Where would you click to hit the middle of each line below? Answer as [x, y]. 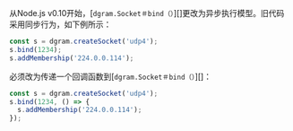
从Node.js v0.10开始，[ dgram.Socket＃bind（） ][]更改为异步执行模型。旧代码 [147, 13]
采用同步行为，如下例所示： [60, 24]
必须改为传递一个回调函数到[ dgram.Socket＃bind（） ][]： [111, 76]
